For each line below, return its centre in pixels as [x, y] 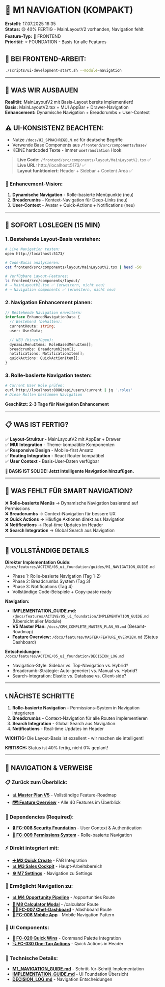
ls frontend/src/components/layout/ [42, 281]
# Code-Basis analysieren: [33, 262]
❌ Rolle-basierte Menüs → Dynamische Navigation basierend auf [72, 503]
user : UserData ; [26, 331]
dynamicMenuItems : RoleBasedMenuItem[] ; [51, 344]
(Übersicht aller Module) [37, 621]
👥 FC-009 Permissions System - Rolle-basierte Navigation [72, 835]
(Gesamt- [137, 626]
